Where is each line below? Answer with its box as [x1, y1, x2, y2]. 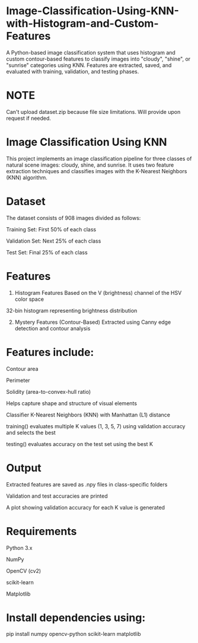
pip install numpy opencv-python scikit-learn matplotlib [6, 631, 141, 638]
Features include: [6, 345, 94, 359]
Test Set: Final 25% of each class [6, 249, 88, 256]
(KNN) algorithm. [6, 174, 47, 181]
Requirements [6, 524, 77, 538]
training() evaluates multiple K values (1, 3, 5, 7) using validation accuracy [6, 422, 186, 429]
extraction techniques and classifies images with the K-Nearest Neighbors [6, 167, 187, 174]
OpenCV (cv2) [6, 567, 41, 574]
